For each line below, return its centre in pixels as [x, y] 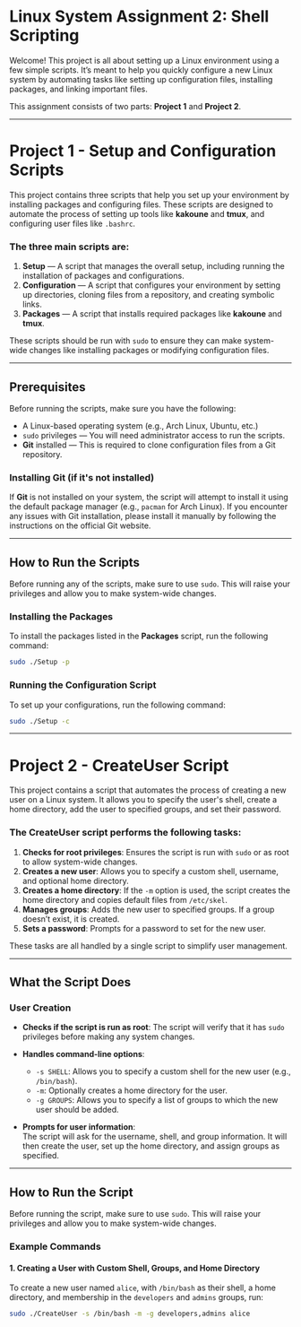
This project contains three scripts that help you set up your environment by [149, 195]
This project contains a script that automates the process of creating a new [148, 790]
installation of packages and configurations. [103, 276]
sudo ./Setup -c [39, 721]
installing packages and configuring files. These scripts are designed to [141, 204]
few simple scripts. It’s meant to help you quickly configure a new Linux [141, 70]
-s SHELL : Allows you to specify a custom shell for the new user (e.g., [163, 1071]
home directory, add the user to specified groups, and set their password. [146, 810]
